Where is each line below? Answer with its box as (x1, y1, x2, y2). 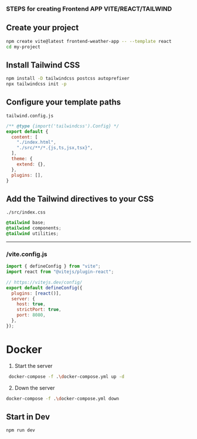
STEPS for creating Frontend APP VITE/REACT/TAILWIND (6, 5, 172, 13)
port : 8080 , (16, 312, 46, 318)
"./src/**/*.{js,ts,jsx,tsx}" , (16, 145, 93, 151)
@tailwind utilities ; (6, 231, 59, 237)
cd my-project (6, 43, 41, 50)
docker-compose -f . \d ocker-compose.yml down (6, 396, 119, 401)
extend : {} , (16, 161, 46, 167)
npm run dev (6, 427, 35, 433)
